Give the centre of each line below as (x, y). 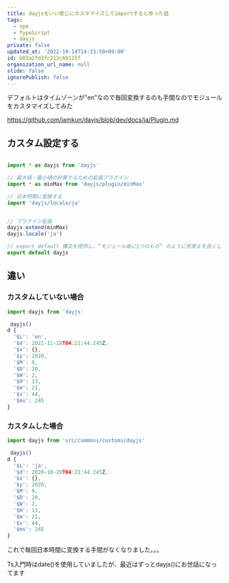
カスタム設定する (43, 143)
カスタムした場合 (35, 426)
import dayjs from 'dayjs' (45, 312)
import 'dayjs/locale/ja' (44, 203)
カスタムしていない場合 (45, 297)
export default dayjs (38, 253)
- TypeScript (32, 33)
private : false (29, 45)
